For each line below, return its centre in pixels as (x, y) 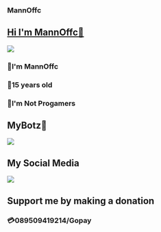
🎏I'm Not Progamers (41, 103)
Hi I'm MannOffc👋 (46, 33)
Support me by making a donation (81, 201)
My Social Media (44, 163)
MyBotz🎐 (27, 125)
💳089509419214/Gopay (49, 220)
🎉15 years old (30, 84)
